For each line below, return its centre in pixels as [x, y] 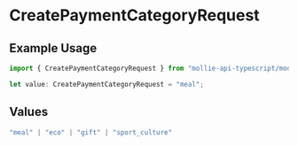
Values [29, 112]
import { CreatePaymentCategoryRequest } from [97, 68]
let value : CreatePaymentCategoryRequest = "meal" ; [106, 84]
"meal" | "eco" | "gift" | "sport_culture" [91, 132]
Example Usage [53, 48]
